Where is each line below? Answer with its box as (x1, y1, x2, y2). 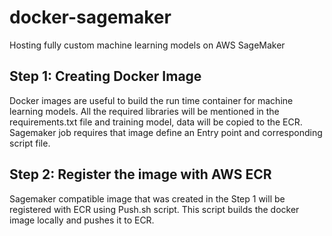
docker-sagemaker (9, 6, 172, 29)
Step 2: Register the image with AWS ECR (9, 166, 272, 183)
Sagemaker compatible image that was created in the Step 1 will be (9, 192, 286, 205)
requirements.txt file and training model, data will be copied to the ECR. (9, 116, 303, 128)
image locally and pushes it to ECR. (9, 214, 155, 226)
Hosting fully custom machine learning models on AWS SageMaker (9, 39, 286, 51)
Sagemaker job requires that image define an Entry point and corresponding (9, 126, 323, 138)
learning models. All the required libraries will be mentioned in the (9, 105, 280, 117)
